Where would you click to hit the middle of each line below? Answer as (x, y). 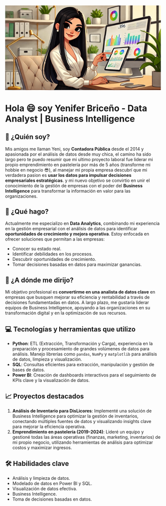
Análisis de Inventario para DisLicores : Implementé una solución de (82, 411)
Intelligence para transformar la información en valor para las (68, 191)
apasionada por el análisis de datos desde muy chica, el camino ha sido (78, 154)
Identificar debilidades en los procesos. (52, 254)
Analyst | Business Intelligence (70, 119)
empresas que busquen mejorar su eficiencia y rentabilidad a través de (77, 297)
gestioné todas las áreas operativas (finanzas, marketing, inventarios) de (86, 437)
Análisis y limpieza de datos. (41, 478)
